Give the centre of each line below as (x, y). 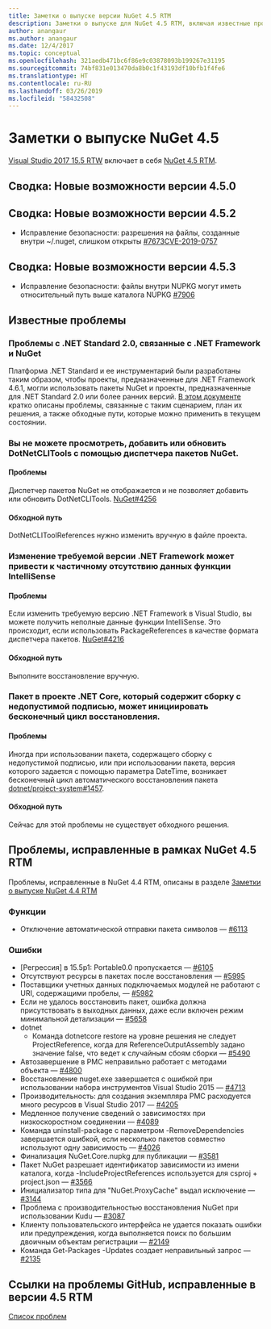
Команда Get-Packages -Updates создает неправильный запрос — (135, 1251)
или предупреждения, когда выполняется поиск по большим (125, 1233)
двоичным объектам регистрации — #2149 (95, 1242)
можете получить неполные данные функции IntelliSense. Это (115, 622)
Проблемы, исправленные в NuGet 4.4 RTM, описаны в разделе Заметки (135, 882)
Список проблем (38, 1317)
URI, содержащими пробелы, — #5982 (87, 993)
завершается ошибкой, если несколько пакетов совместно (123, 1139)
